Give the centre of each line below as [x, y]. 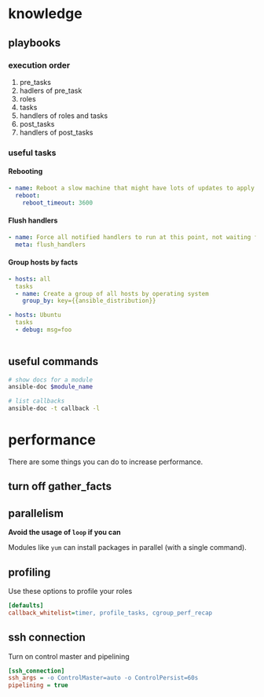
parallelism [36, 513]
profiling [29, 572]
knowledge [45, 14]
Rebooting [26, 171]
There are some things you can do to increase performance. [106, 462]
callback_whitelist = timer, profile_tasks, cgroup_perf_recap [110, 613]
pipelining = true [38, 685]
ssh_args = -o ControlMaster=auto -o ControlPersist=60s [103, 678]
